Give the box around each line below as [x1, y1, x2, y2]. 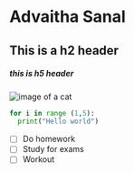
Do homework [22, 134, 75, 145]
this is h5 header [9, 68, 74, 79]
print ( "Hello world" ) [17, 117, 100, 127]
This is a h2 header [9, 43, 120, 58]
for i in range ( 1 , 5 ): [9, 108, 95, 117]
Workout [22, 154, 55, 165]
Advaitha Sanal [9, 6, 127, 27]
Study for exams [22, 144, 84, 155]
